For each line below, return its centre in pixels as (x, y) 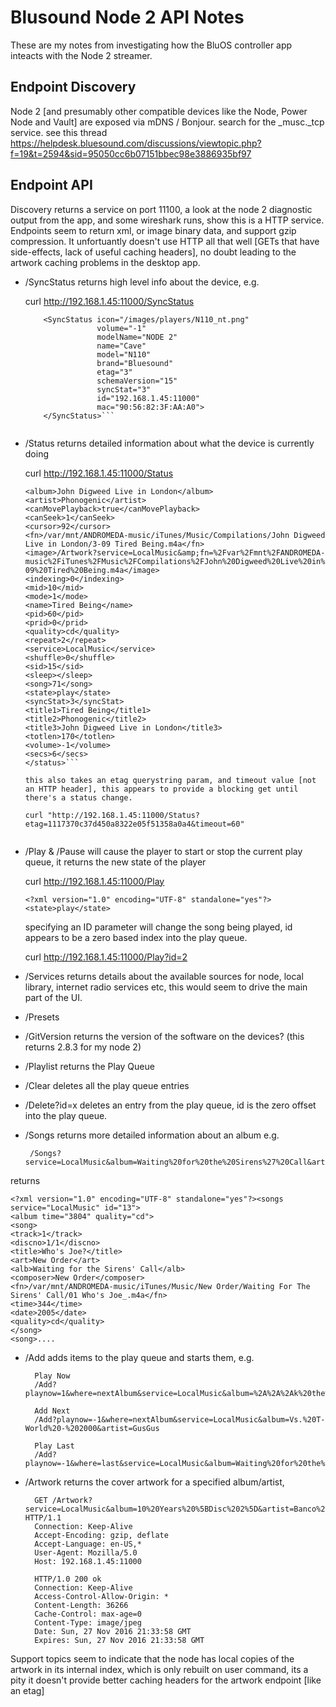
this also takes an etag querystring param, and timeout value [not (170, 780)
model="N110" (124, 354)
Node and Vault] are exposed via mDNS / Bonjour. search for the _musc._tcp (167, 122)
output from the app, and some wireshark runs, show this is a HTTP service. (167, 220)
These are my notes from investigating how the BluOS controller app (151, 45)
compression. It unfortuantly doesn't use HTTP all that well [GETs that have (165, 241)
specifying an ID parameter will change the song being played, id (158, 927)
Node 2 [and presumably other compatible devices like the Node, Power (159, 111)
